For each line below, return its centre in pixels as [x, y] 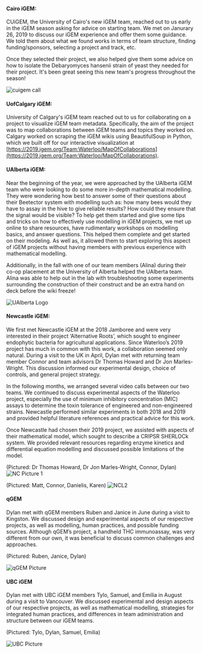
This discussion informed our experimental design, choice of [101, 368]
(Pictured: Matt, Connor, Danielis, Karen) [56, 485]
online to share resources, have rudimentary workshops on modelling [92, 228]
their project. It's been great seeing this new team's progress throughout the [101, 72]
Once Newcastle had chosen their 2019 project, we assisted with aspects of [100, 430]
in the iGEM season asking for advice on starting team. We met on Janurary [100, 28]
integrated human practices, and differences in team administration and [95, 614]
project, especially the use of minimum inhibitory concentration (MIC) [92, 399]
